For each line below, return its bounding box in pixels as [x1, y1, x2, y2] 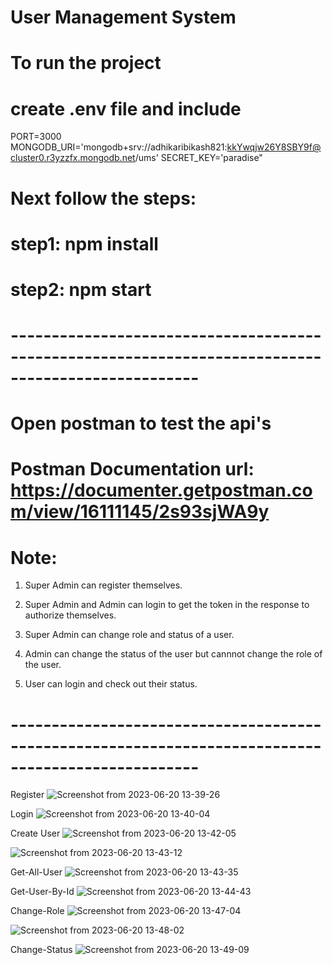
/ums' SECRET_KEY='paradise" [134, 152, 263, 164]
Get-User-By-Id [10, 886, 75, 898]
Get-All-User [10, 866, 63, 878]
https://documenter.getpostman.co [10, 479, 313, 502]
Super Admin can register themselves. [24, 579, 183, 591]
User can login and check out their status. [24, 678, 198, 690]
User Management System [10, 6, 237, 29]
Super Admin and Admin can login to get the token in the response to [24, 599, 310, 611]
